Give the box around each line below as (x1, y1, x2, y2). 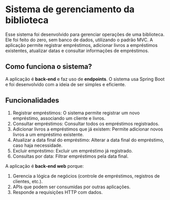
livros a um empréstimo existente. (12, 131, 84, 137)
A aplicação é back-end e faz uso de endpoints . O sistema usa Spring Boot (5, 76, 165, 82)
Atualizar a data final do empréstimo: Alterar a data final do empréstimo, (12, 137, 164, 143)
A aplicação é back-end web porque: (5, 163, 84, 169)
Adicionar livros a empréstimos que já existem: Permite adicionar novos (12, 126, 163, 132)
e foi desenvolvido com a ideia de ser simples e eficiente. (5, 81, 126, 87)
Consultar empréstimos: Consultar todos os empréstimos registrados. (12, 120, 160, 127)
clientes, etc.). (12, 178, 43, 184)
